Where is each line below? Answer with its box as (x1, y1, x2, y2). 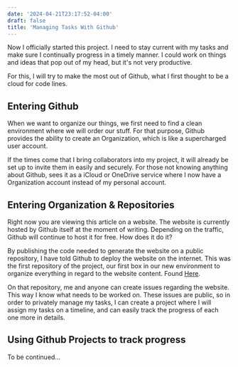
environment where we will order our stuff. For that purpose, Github (7, 127, 205, 135)
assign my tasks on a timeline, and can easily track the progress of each (7, 306, 219, 314)
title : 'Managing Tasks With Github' (7, 23, 119, 31)
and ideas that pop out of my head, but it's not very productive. (7, 58, 193, 67)
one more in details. (7, 314, 65, 321)
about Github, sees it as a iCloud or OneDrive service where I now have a (7, 171, 222, 179)
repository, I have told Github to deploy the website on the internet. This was (7, 254, 231, 262)
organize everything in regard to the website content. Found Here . (7, 270, 201, 277)
